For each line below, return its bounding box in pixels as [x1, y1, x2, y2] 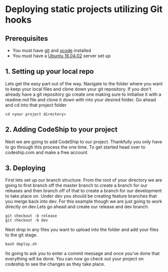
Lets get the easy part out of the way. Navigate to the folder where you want [5, 80, 163, 86]
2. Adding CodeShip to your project [5, 125, 118, 134]
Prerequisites [5, 34, 48, 43]
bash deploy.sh [5, 242, 37, 247]
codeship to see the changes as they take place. [5, 261, 105, 267]
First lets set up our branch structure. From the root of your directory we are [5, 177, 162, 183]
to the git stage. [5, 232, 38, 238]
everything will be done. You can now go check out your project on [5, 256, 144, 262]
